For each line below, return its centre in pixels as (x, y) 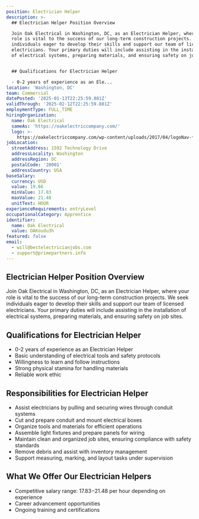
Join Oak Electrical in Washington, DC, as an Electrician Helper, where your (98, 291)
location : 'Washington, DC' (41, 87)
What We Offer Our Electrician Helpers (79, 477)
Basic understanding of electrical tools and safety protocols (88, 356)
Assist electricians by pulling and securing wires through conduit (94, 407)
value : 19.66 (28, 187)
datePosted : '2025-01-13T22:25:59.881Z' (57, 98)
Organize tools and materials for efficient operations (78, 426)
